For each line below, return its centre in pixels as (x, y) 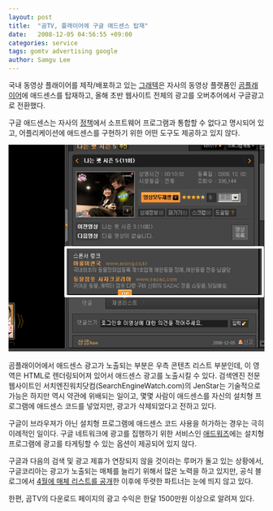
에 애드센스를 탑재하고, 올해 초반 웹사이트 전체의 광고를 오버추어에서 (129, 95)
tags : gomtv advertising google (63, 52)
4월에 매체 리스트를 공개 (75, 481)
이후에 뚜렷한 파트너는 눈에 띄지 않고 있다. (187, 481)
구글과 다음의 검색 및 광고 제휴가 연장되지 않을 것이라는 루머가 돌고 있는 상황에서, (136, 461)
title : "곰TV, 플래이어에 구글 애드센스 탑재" (78, 26)
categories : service (43, 43)
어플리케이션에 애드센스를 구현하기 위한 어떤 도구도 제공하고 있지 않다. (130, 133)
